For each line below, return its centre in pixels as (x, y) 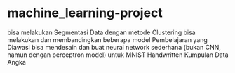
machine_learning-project (85, 13)
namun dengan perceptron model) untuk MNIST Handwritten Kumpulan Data (118, 55)
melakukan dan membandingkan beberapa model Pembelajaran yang (108, 39)
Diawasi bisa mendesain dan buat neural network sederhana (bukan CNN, (114, 47)
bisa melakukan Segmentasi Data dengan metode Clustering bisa (101, 32)
